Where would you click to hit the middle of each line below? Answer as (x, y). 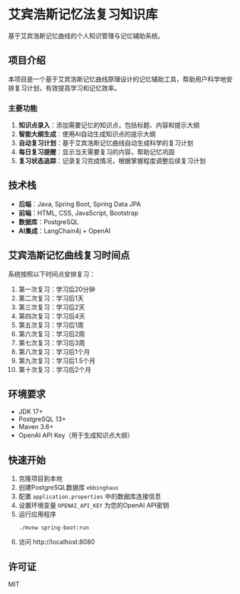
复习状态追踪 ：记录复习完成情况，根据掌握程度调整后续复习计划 (112, 161)
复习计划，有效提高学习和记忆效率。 (67, 88)
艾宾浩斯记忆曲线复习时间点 (69, 255)
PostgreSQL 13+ (42, 419)
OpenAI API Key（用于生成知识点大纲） (76, 436)
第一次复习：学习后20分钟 (57, 289)
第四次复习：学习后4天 (52, 316)
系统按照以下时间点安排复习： (52, 274)
